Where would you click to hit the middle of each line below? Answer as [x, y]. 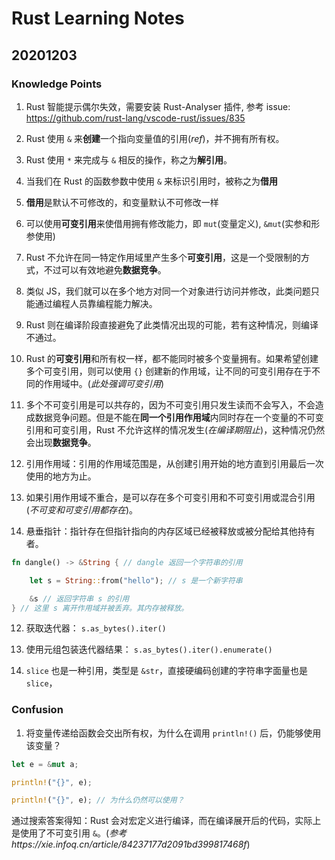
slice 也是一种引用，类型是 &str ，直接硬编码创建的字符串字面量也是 [167, 671]
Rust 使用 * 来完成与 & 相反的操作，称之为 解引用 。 [129, 159]
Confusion [37, 710]
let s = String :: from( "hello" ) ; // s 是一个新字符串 [136, 580]
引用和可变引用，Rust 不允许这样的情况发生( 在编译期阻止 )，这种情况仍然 [175, 429]
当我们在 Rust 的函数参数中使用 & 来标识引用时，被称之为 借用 [151, 181]
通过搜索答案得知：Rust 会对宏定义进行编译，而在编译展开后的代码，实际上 [166, 821]
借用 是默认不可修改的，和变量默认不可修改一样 [122, 202]
